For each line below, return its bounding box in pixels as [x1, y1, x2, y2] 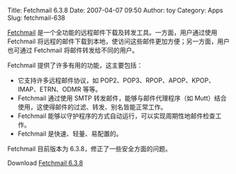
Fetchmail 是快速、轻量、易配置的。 [17, 129, 123, 138]
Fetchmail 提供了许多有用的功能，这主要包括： [7, 61, 143, 70]
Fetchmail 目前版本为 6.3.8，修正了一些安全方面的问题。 [7, 145, 172, 153]
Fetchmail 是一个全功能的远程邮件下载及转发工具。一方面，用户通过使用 [7, 28, 218, 36]
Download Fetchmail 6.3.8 [7, 159, 84, 167]
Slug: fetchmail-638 [7, 13, 66, 22]
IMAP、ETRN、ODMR [17, 85, 82, 93]
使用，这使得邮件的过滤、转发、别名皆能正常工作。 [17, 103, 167, 111]
